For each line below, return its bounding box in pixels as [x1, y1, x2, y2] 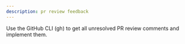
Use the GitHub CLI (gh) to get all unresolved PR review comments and [6, 25, 180, 32]
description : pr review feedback [6, 8, 89, 15]
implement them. [6, 31, 47, 38]
